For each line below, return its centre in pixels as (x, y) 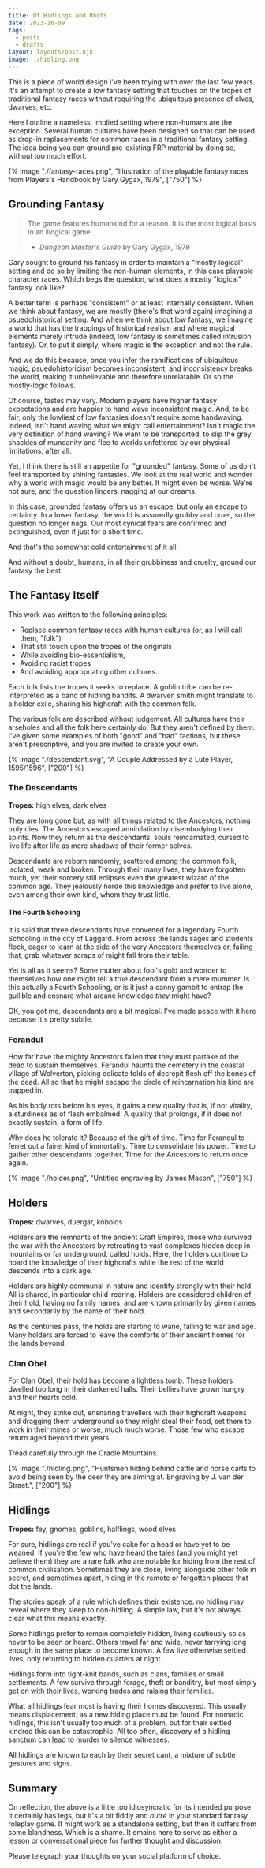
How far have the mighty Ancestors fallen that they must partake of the (123, 1057)
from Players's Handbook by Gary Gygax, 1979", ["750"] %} (105, 179)
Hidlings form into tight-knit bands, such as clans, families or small (116, 1674)
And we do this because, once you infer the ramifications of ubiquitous (123, 360)
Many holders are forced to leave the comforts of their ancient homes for (127, 1335)
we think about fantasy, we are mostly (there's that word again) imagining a (131, 311)
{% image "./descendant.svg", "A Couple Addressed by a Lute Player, (121, 759)
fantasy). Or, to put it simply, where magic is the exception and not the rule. (130, 345)
